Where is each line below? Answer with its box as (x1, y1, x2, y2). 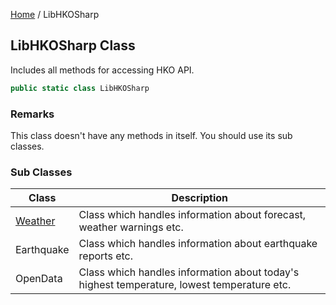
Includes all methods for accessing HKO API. (10, 64, 195, 76)
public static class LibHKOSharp (10, 83, 150, 93)
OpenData (15, 272, 63, 286)
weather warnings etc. (78, 220, 184, 234)
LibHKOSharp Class (10, 37, 136, 54)
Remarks (10, 107, 55, 121)
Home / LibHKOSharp (10, 9, 100, 20)
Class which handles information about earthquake (78, 237, 318, 251)
